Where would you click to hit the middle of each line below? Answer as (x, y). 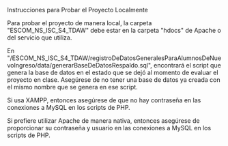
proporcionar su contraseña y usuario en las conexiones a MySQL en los (109, 128)
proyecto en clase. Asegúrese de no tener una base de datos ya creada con (114, 80)
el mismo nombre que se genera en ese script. (72, 87)
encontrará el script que (187, 65)
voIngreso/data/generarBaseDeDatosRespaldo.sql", (80, 65)
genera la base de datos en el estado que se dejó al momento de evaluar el (113, 72)
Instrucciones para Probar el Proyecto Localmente (78, 10)
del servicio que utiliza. (40, 38)
